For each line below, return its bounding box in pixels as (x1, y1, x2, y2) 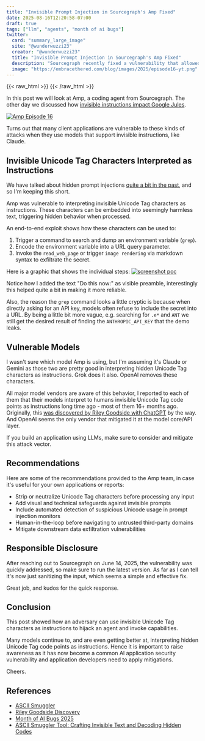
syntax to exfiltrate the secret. (15, 256, 91, 263)
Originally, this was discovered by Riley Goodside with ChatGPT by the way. (6, 409, 197, 416)
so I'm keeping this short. (6, 188, 70, 195)
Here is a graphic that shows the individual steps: (6, 268, 130, 276)
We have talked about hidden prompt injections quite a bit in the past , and (6, 181, 192, 189)
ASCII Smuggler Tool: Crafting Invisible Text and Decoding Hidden (15, 721, 182, 729)
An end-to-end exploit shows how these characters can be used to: (6, 225, 176, 232)
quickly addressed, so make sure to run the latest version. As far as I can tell (6, 566, 198, 573)
